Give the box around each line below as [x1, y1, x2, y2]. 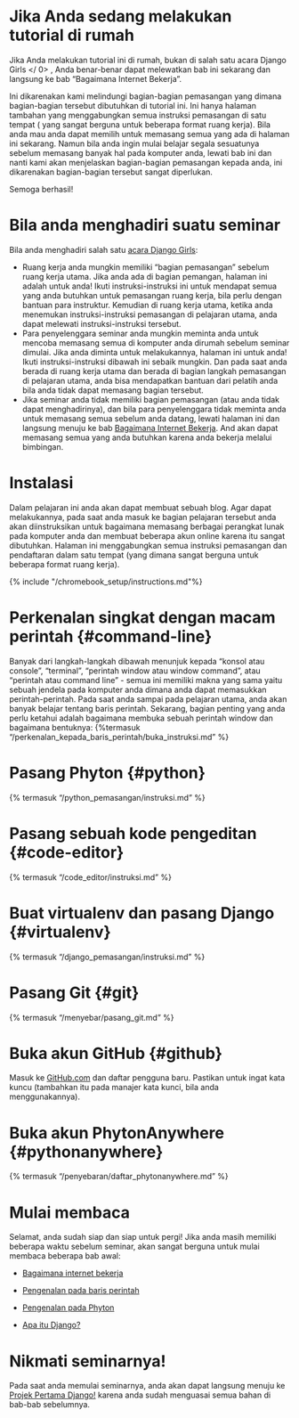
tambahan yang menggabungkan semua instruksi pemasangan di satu [9, 110, 267, 120]
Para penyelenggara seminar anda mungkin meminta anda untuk [21, 328, 260, 338]
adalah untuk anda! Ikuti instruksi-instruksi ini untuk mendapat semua [21, 281, 278, 291]
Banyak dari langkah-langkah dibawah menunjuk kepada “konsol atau [9, 656, 265, 666]
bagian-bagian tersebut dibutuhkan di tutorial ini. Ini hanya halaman [9, 100, 256, 110]
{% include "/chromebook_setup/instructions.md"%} [9, 576, 203, 587]
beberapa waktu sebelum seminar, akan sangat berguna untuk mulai [9, 1241, 260, 1252]
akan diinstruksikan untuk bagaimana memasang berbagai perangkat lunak [9, 521, 285, 532]
